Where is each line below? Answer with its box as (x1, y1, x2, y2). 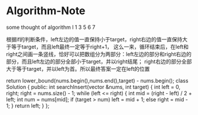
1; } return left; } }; (6, 102, 50, 109)
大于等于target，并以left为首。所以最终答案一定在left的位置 (6, 65, 150, 72)
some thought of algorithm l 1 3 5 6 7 (6, 24, 96, 31)
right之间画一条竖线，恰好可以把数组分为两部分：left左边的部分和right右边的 (6, 50, 192, 57)
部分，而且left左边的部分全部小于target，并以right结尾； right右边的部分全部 (6, 58, 192, 65)
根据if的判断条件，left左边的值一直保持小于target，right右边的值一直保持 (6, 35, 183, 42)
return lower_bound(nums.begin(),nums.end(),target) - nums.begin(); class (6, 77, 189, 84)
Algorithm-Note (6, 4, 86, 18)
